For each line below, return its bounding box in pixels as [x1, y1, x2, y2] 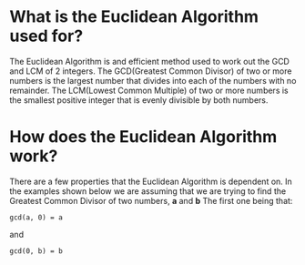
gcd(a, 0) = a [9, 212, 64, 222]
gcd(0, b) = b [9, 246, 64, 256]
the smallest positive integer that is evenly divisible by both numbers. [9, 94, 269, 106]
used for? [9, 25, 84, 46]
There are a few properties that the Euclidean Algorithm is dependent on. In [9, 176, 293, 187]
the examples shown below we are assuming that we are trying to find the [9, 185, 287, 197]
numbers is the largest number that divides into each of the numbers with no [9, 75, 297, 86]
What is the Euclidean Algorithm [9, 6, 259, 27]
